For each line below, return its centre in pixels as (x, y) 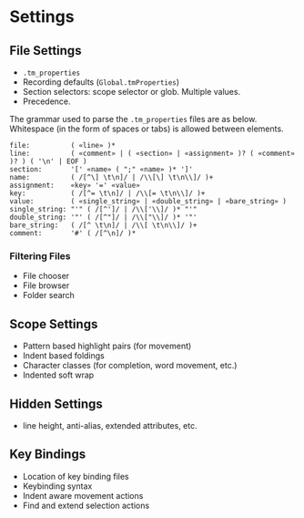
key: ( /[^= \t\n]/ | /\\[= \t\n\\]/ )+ (107, 193)
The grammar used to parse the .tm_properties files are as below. (133, 119)
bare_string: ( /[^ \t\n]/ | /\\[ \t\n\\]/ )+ (103, 225)
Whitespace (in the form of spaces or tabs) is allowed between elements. (147, 129)
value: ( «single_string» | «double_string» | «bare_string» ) (148, 202)
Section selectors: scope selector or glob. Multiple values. (132, 92)
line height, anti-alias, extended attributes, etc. (110, 425)
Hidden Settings (56, 404)
